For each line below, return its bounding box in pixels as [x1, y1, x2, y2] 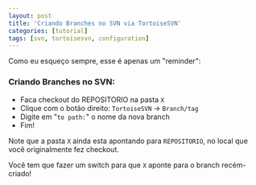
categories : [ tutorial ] [8, 27, 89, 35]
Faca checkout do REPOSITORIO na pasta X [19, 94, 165, 105]
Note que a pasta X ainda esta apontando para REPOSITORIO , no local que [8, 136, 248, 146]
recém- [221, 160, 246, 170]
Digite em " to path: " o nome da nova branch [19, 112, 171, 121]
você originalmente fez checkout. [8, 144, 119, 154]
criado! [8, 168, 32, 178]
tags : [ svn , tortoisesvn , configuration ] [8, 34, 150, 43]
